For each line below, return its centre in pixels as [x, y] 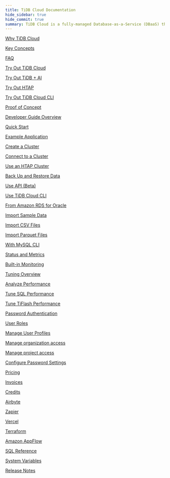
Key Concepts [20, 48]
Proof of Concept [23, 107]
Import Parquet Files [26, 235]
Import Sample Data [26, 215]
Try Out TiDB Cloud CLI [30, 97]
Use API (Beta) [21, 186]
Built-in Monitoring [25, 265]
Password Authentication [31, 314]
